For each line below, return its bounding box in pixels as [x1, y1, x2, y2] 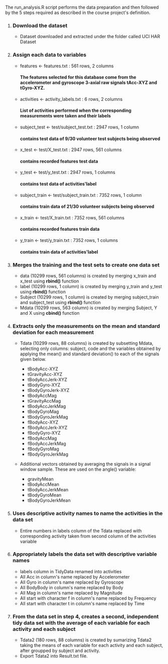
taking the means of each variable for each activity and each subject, [20, 642, 163, 648]
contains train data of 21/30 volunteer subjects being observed [20, 203, 154, 210]
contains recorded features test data [20, 158, 98, 164]
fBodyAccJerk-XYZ [27, 425, 68, 431]
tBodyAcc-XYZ [27, 366, 59, 372]
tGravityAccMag [27, 398, 61, 404]
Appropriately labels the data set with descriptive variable [12, 551, 157, 558]
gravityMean [27, 476, 54, 482]
